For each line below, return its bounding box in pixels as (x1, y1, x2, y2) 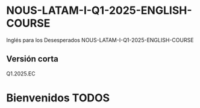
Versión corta (6, 54, 59, 64)
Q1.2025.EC (6, 70, 36, 77)
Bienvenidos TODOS (6, 91, 110, 104)
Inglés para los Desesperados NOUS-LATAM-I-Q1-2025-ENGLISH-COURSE (6, 36, 194, 43)
